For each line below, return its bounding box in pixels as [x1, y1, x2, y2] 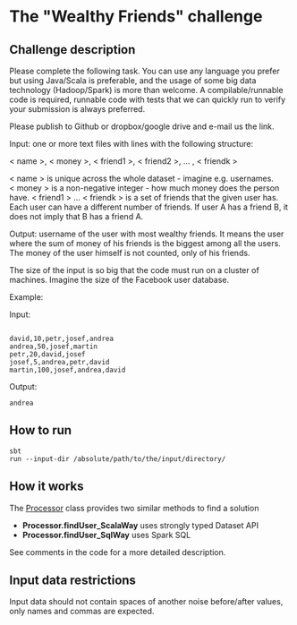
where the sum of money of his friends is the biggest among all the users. [9, 238, 282, 248]
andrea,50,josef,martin [9, 342, 98, 351]
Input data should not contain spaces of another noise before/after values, [9, 596, 284, 607]
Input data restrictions [9, 573, 137, 588]
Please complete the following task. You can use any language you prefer [9, 65, 280, 76]
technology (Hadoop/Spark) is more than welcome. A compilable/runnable [9, 85, 284, 95]
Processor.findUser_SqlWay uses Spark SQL [21, 529, 191, 540]
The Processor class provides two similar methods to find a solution [9, 502, 259, 513]
